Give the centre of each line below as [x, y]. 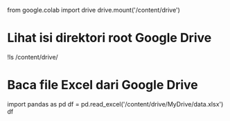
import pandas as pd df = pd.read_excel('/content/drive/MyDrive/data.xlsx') [115, 104]
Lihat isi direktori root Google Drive [109, 38]
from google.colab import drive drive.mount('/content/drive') [94, 10]
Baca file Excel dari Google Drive [103, 85]
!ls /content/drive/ [33, 57]
